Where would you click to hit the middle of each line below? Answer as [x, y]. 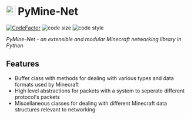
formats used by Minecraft [47, 84]
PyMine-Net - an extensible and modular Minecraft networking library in [94, 39]
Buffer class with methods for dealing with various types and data [94, 78]
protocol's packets [37, 97]
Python [15, 45]
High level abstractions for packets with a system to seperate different [100, 91]
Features [23, 64]
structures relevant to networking [55, 109]
